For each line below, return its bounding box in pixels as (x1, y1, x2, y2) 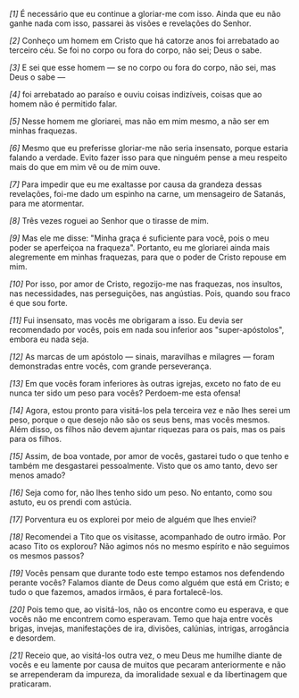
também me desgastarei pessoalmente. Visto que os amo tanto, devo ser (9, 461, 278, 471)
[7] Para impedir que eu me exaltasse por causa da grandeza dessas (9, 179, 262, 190)
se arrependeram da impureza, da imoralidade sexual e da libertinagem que (9, 669, 287, 679)
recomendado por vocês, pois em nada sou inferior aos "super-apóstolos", (9, 325, 285, 335)
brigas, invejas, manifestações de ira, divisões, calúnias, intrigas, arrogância (9, 623, 290, 634)
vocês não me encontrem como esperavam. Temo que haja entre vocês (9, 614, 274, 624)
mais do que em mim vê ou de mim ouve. (9, 162, 161, 172)
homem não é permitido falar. (9, 98, 118, 109)
